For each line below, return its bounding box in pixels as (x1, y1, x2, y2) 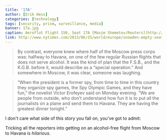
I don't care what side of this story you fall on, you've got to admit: (5, 115, 141, 121)
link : (5, 35, 16, 40)
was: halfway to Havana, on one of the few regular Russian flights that (17, 54, 161, 60)
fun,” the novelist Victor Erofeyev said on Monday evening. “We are (17, 90, 155, 96)
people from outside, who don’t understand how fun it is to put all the (17, 95, 159, 101)
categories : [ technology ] (5, 16, 59, 21)
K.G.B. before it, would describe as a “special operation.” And (17, 64, 143, 70)
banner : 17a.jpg (5, 26, 39, 31)
